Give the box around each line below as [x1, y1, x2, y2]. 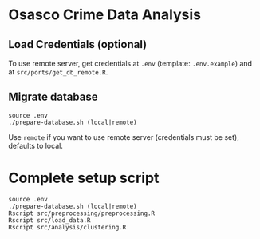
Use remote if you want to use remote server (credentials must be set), [8, 132, 239, 141]
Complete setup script [8, 169, 160, 187]
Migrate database [8, 90, 98, 104]
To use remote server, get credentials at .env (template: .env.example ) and [8, 58, 253, 68]
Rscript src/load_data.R [8, 216, 91, 225]
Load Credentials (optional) [8, 38, 148, 51]
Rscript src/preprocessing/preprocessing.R [8, 209, 156, 217]
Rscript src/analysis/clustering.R [8, 223, 127, 231]
